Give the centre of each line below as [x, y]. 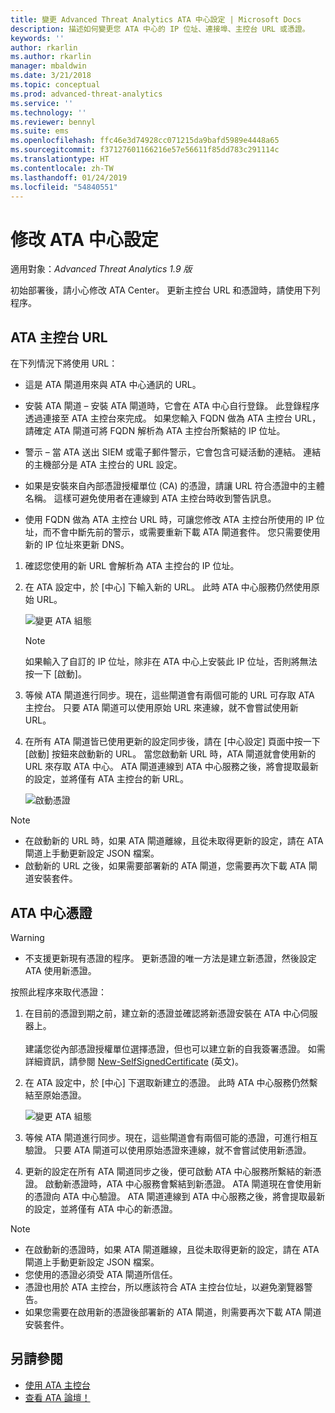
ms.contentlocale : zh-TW [62, 168]
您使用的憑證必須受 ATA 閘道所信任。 [101, 1274]
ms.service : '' [42, 103]
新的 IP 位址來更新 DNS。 [77, 545]
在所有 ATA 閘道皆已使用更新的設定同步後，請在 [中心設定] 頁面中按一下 [172, 742]
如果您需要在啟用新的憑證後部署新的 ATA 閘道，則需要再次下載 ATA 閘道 [173, 1312]
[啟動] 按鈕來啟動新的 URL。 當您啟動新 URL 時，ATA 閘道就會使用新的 [170, 754]
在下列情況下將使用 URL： [64, 363]
